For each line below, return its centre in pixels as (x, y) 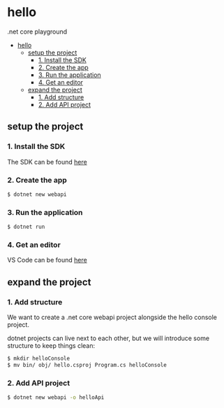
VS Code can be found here (47, 260)
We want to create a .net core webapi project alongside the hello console (112, 317)
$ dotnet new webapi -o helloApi (56, 398)
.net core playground (37, 31)
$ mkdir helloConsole (39, 358)
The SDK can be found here (47, 162)
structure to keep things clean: (51, 345)
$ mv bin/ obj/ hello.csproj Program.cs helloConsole (87, 365)
